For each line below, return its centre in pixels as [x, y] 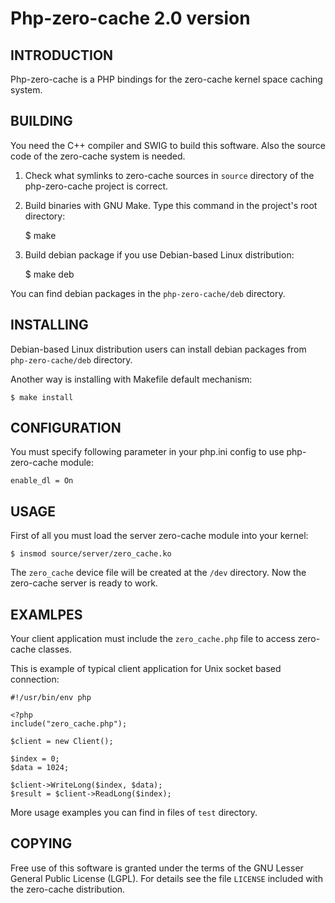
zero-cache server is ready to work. [84, 583]
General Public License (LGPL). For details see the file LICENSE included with [166, 878]
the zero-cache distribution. [68, 889]
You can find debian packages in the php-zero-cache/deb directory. [148, 293]
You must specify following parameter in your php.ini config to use [147, 452]
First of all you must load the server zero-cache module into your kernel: [159, 536]
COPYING [41, 843]
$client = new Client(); [62, 742]
